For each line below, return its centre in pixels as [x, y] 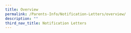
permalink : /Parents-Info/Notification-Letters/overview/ [65, 14]
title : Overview [22, 9]
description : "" [22, 18]
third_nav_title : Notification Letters [46, 23]
